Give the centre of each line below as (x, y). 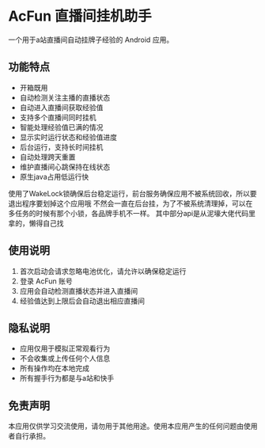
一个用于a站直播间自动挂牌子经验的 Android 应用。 (91, 40)
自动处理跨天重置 (47, 157)
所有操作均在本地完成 (54, 368)
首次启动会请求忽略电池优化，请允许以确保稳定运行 (103, 271)
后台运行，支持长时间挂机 (61, 146)
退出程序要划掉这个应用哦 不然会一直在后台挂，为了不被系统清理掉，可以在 (131, 203)
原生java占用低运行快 (54, 177)
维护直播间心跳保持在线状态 (65, 166)
